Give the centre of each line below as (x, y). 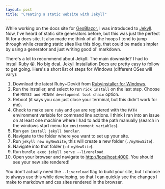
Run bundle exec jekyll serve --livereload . (59, 151)
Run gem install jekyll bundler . (46, 131)
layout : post (19, 10)
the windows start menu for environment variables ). (66, 125)
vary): (12, 74)
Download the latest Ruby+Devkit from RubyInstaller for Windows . (80, 83)
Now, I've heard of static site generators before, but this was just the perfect (83, 33)
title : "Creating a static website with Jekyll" (56, 14)
